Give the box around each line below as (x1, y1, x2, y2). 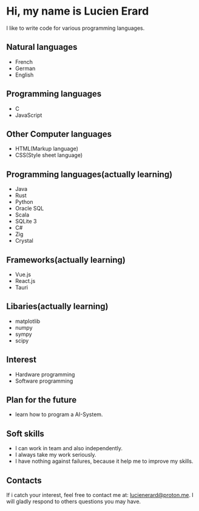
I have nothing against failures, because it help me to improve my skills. (15, 457, 194, 465)
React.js (15, 277, 36, 284)
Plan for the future (6, 395, 77, 405)
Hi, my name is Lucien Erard (6, 4, 149, 18)
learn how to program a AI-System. (15, 411, 103, 418)
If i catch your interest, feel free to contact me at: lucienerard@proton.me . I (6, 492, 194, 499)
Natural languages (6, 42, 78, 52)
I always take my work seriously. (15, 451, 96, 459)
